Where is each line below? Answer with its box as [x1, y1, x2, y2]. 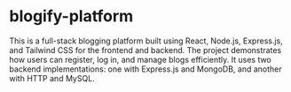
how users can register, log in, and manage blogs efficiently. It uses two [9, 54, 272, 65]
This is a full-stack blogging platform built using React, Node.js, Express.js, [9, 35, 284, 46]
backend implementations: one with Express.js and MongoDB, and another [9, 64, 282, 74]
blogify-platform [9, 6, 134, 27]
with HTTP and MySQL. [9, 73, 95, 83]
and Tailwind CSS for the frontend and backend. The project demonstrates [9, 44, 282, 55]
